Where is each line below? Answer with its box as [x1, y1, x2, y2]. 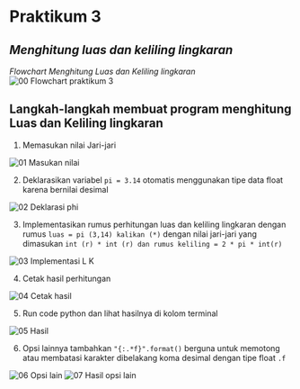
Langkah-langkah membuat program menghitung [9, 102, 292, 117]
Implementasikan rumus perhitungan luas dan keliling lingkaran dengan [22, 219, 287, 230]
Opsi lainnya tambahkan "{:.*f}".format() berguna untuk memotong [22, 342, 280, 353]
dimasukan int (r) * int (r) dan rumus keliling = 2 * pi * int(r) [22, 238, 283, 249]
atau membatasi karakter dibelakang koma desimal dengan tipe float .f [22, 352, 287, 363]
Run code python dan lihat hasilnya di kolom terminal [22, 308, 218, 319]
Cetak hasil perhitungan [22, 273, 111, 284]
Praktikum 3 [9, 6, 101, 27]
